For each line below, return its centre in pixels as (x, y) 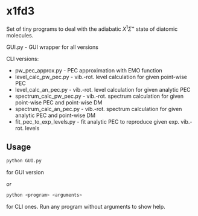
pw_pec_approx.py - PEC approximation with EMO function (88, 70)
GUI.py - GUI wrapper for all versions (52, 47)
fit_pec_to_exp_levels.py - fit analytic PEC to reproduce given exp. (97, 121)
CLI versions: (23, 59)
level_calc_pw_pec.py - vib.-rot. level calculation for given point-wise (101, 77)
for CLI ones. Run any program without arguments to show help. (86, 207)
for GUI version (25, 173)
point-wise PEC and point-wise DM (59, 102)
